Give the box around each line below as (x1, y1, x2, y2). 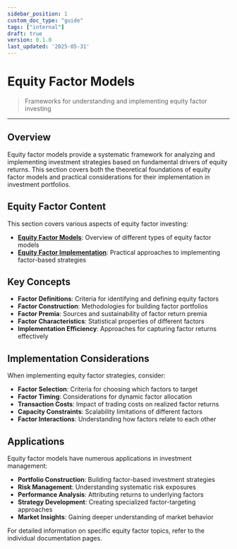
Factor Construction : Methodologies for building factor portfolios (17, 302, 208, 310)
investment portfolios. (7, 180, 71, 188)
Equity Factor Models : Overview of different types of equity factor (17, 233, 212, 241)
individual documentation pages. (7, 534, 102, 542)
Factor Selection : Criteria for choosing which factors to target (17, 385, 198, 394)
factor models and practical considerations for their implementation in (7, 172, 210, 181)
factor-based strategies (17, 255, 87, 264)
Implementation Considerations (7, 352, 150, 364)
